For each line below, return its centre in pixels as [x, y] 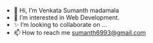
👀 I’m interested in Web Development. [66, 17]
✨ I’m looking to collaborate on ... [60, 25]
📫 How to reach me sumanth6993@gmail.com [80, 33]
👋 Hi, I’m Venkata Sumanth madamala [66, 10]
